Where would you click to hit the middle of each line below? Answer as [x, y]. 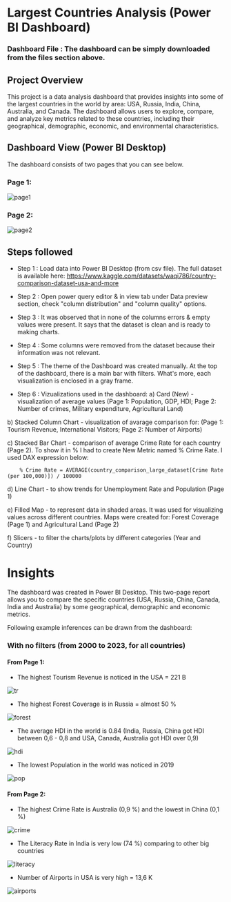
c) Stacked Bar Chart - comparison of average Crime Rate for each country [114, 443]
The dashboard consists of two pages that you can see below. [96, 164]
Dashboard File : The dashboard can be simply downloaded [109, 49]
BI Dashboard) [49, 27]
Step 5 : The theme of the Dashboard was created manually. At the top [117, 366]
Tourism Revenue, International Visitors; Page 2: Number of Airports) [105, 430]
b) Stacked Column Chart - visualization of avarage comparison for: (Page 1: [115, 422]
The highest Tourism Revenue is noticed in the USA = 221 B [101, 678]
